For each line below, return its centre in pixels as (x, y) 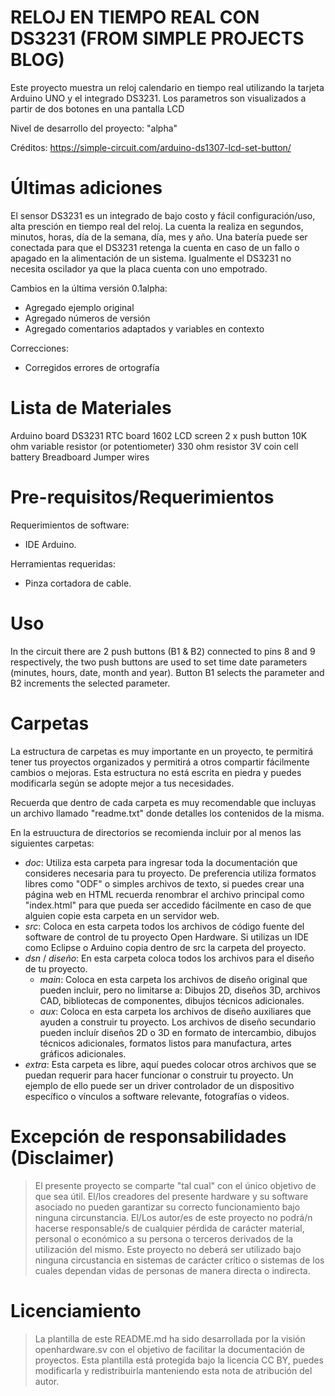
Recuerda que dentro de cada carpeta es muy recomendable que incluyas (163, 802)
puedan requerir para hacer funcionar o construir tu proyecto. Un (159, 1075)
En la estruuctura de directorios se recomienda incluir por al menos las (156, 832)
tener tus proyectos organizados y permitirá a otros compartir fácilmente (160, 762)
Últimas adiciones (86, 188)
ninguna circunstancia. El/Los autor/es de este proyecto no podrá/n (173, 1217)
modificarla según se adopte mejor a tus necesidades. (122, 783)
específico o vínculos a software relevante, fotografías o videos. (157, 1096)
